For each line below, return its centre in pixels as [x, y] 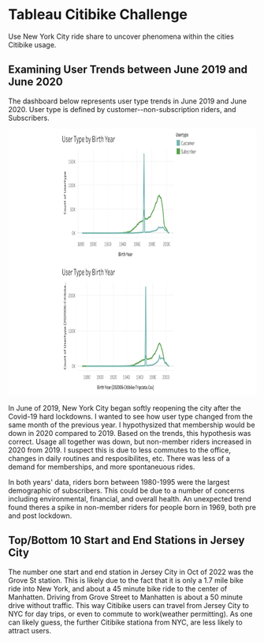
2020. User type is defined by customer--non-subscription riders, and [122, 109]
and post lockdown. [40, 516]
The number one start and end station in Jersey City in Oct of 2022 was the [131, 572]
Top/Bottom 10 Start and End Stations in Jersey [126, 541]
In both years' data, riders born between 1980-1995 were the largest [119, 482]
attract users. [30, 630]
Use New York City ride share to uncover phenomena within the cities [121, 36]
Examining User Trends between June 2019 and [128, 70]
